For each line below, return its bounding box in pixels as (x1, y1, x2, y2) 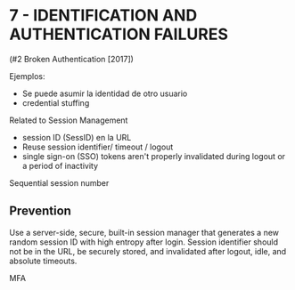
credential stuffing (21, 97, 90, 108)
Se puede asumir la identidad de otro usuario (21, 88, 188, 99)
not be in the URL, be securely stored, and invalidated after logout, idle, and (9, 246, 287, 256)
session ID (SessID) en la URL (21, 132, 132, 142)
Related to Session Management (9, 115, 128, 125)
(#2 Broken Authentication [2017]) (9, 53, 134, 64)
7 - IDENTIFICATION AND (9, 5, 198, 26)
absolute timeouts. (9, 255, 78, 266)
